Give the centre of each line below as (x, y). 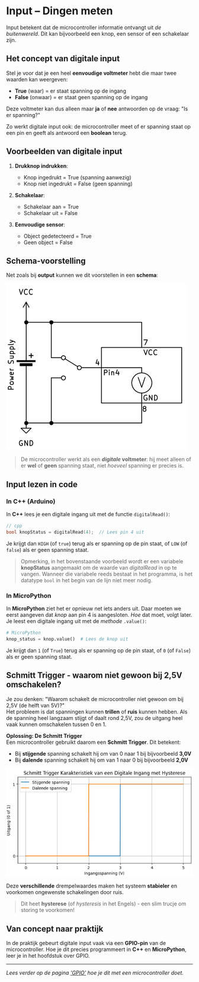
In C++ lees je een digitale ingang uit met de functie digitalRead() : (88, 514)
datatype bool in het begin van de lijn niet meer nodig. (86, 580)
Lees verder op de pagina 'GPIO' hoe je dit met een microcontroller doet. (95, 973)
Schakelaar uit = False (51, 213)
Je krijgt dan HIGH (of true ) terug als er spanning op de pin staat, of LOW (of (97, 543)
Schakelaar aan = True (51, 207)
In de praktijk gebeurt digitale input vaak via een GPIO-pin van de (86, 943)
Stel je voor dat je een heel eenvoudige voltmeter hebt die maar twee (91, 73)
